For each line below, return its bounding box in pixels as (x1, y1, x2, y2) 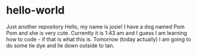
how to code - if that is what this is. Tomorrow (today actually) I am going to (6, 35, 192, 43)
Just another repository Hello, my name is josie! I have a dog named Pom (6, 23, 185, 30)
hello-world (6, 4, 65, 17)
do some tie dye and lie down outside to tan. (6, 42, 115, 49)
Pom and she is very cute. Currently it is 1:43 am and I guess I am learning (6, 29, 188, 36)
